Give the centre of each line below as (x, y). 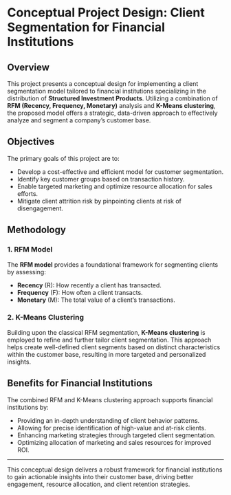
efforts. (27, 193)
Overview (29, 67)
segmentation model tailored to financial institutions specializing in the (107, 91)
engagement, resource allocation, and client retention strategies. (99, 484)
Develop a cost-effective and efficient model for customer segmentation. (120, 172)
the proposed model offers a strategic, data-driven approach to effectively (112, 113)
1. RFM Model (30, 250)
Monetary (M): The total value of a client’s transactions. (96, 300)
